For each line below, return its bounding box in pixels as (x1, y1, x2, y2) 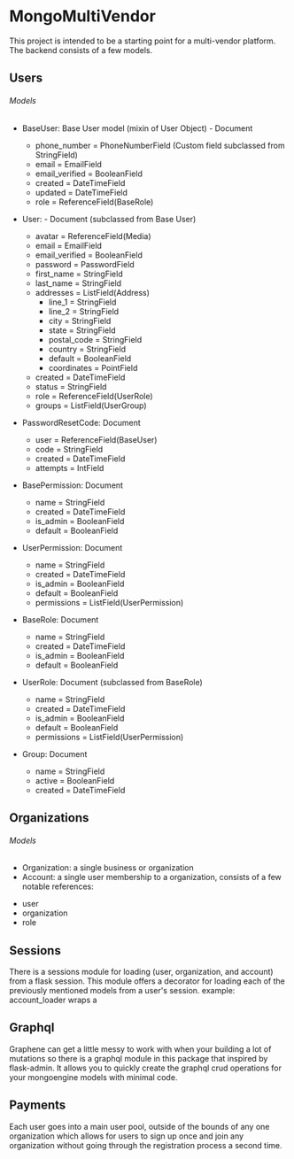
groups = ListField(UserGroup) (35, 400, 148, 411)
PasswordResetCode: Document (21, 417, 142, 428)
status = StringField (35, 381, 107, 391)
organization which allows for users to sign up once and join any (9, 1131, 244, 1141)
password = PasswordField (35, 259, 135, 269)
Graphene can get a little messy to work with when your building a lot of (9, 1043, 272, 1055)
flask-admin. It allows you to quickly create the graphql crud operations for (9, 1062, 282, 1073)
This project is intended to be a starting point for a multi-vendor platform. (9, 35, 276, 46)
